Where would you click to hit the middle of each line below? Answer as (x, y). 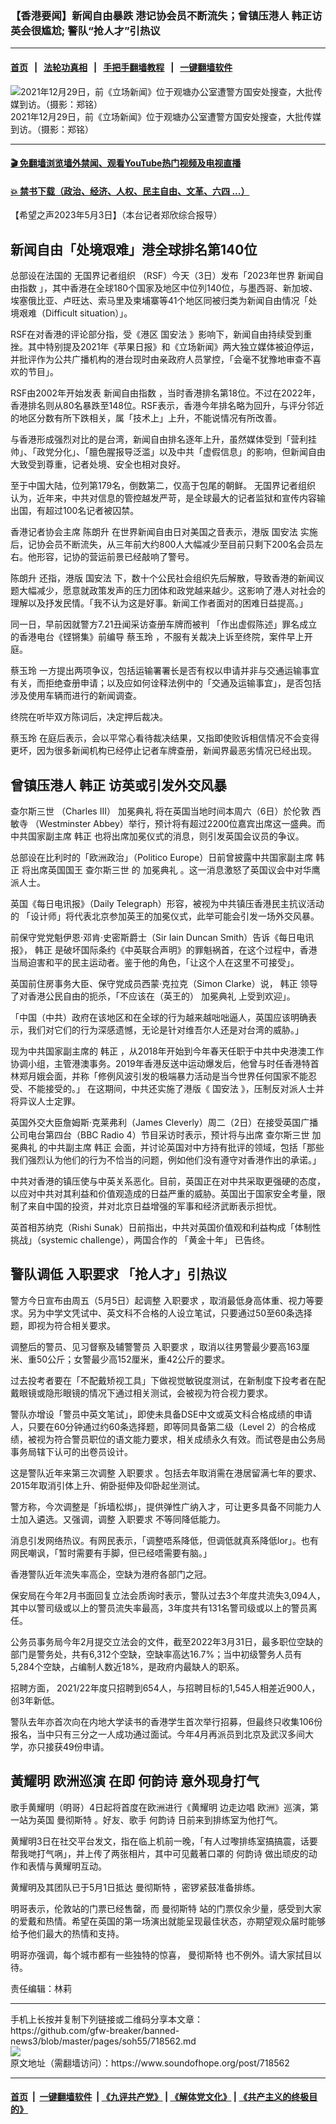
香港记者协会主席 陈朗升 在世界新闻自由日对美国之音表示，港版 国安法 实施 (164, 532)
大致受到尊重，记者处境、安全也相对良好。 (98, 464)
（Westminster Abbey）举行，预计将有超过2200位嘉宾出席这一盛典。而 (177, 823)
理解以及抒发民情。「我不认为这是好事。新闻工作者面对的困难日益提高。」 (159, 603)
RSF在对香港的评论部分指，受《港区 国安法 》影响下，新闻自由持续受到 (157, 334)
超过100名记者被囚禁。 (92, 511)
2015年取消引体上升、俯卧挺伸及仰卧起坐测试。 (108, 1485)
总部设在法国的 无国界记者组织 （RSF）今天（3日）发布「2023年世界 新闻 (163, 276)
